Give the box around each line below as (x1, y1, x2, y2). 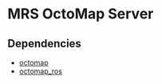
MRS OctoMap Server (7, 5, 154, 23)
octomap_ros (18, 66, 63, 76)
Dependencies (7, 37, 81, 50)
